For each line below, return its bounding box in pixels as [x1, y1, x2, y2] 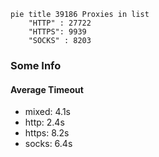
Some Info [10, 58, 62, 72]
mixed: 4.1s [24, 106, 71, 118]
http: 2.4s [24, 116, 65, 129]
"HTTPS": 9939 [28, 27, 87, 37]
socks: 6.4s [24, 138, 73, 150]
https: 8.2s [24, 127, 70, 139]
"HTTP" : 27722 [28, 18, 92, 28]
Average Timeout [10, 83, 84, 95]
